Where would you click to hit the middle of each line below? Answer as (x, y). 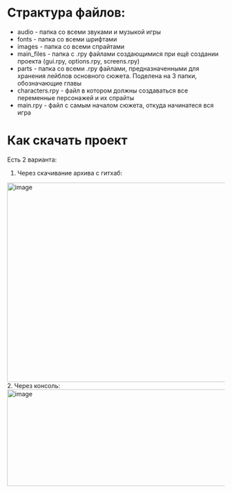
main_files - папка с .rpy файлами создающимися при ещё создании (118, 54)
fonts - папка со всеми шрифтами (67, 39)
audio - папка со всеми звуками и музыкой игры (89, 32)
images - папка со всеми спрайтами (71, 46)
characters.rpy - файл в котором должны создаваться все (103, 90)
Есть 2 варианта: (32, 159)
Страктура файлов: (66, 13)
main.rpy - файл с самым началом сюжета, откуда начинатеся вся (115, 105)
